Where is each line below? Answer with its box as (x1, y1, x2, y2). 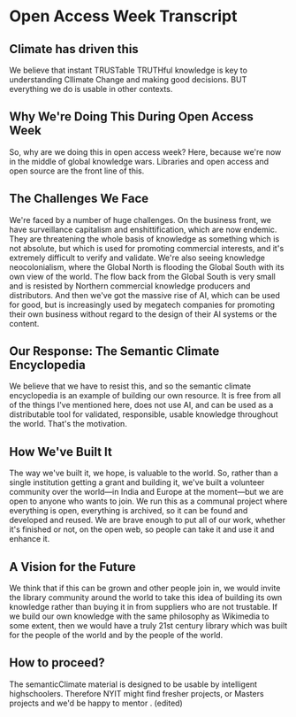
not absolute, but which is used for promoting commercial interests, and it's (9, 243, 285, 253)
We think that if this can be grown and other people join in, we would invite (9, 582, 281, 594)
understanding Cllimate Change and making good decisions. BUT (9, 74, 247, 85)
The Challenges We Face (9, 191, 149, 206)
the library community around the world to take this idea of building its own (9, 592, 283, 603)
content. (9, 318, 40, 328)
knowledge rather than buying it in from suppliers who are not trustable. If (9, 602, 278, 613)
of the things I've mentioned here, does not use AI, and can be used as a (9, 400, 274, 411)
